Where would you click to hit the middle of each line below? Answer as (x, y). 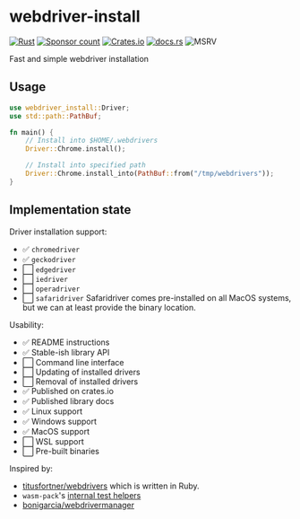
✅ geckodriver (49, 259)
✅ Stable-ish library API (66, 352)
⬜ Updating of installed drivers (81, 372)
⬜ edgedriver (49, 269)
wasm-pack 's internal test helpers (81, 495)
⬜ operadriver (51, 288)
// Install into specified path (86, 165)
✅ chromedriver (51, 249)
